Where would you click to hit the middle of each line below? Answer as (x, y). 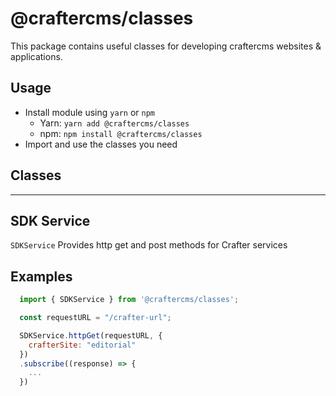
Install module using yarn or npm (89, 112)
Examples (41, 276)
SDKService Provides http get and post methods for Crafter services (149, 245)
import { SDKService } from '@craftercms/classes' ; (129, 300)
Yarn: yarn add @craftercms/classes (114, 123)
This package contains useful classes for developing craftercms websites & (166, 46)
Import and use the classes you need (101, 144)
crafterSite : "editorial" (82, 345)
